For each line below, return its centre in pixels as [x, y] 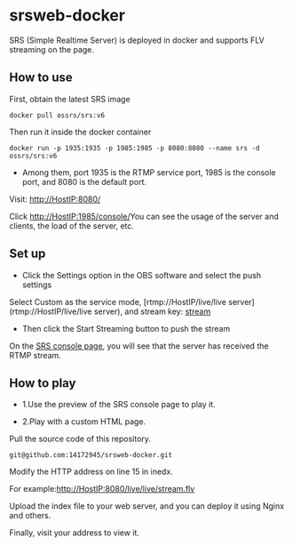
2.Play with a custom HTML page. [84, 422]
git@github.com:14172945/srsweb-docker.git [91, 455]
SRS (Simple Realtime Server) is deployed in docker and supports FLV [137, 40]
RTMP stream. [36, 355]
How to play [43, 383]
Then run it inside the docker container [80, 132]
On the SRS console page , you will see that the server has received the [139, 346]
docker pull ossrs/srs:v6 [57, 115]
